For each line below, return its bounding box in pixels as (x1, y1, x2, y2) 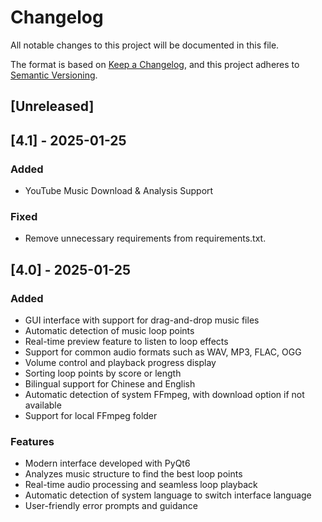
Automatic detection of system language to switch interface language (24, 489, 312, 501)
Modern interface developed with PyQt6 (24, 457, 191, 470)
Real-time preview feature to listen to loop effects (24, 336, 229, 347)
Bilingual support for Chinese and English (24, 378, 196, 390)
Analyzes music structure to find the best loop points (24, 468, 243, 480)
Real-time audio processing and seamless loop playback (24, 479, 258, 491)
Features (10, 434, 55, 448)
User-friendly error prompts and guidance (24, 500, 198, 512)
